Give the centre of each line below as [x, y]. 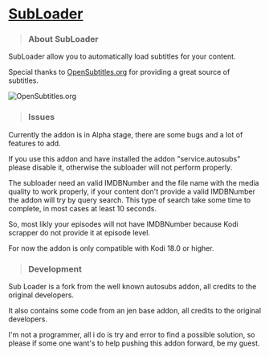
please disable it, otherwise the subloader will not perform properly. [120, 167]
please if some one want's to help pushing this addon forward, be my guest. [134, 343]
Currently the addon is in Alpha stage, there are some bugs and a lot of [126, 134]
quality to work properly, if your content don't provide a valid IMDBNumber [132, 191]
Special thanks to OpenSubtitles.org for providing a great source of [119, 72]
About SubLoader [63, 39]
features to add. [35, 143]
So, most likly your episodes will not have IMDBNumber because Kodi [123, 224]
